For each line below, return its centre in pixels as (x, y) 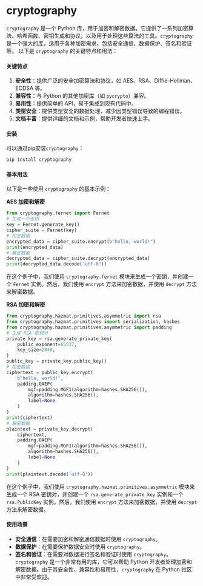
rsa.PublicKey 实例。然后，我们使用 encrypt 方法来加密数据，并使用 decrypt (102, 502)
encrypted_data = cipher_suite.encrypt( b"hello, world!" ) (81, 241)
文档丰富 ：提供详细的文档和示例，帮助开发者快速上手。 (84, 118)
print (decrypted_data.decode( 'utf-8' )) (57, 264)
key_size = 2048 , (36, 350)
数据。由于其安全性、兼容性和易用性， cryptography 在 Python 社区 (109, 569)
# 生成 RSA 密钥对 (27, 333)
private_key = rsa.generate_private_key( (59, 339)
